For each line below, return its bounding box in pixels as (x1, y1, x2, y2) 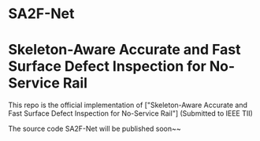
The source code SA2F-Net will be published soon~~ (8, 124, 181, 134)
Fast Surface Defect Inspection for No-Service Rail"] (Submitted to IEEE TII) (8, 109, 254, 118)
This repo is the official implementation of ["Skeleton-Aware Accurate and (8, 100, 248, 110)
